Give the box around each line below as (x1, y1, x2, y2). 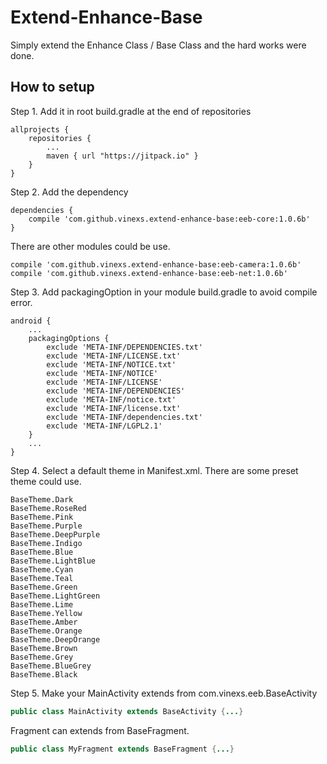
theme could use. (10, 475, 82, 487)
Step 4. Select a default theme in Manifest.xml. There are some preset (10, 464, 299, 476)
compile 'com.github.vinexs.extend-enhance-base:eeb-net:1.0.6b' (10, 268, 288, 278)
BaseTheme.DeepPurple (10, 529, 101, 540)
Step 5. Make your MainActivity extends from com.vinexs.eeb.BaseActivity (10, 687, 318, 699)
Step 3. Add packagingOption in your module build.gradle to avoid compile (10, 286, 318, 298)
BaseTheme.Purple (10, 521, 83, 531)
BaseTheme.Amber (10, 617, 78, 627)
